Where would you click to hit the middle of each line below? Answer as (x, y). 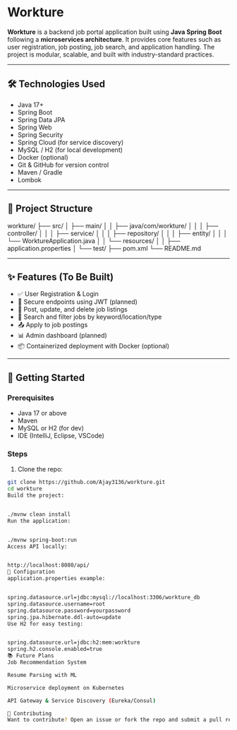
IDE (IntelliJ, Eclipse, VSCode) (61, 436)
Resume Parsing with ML (42, 675)
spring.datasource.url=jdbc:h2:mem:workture (74, 643)
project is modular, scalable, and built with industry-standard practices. (111, 54)
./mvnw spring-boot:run (42, 540)
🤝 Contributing (30, 713)
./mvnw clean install (39, 514)
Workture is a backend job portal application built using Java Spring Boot (115, 32)
